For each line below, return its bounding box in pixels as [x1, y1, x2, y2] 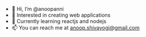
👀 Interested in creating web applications [11, 12, 111, 18]
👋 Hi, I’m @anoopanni [11, 6, 64, 12]
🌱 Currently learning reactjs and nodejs [11, 18, 107, 24]
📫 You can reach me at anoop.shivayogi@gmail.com [11, 24, 140, 31]
